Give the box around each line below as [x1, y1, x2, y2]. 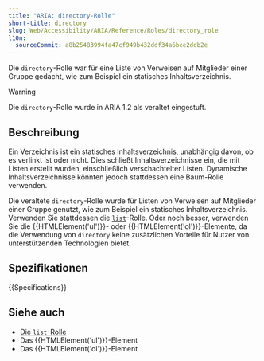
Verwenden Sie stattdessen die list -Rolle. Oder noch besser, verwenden [8, 213, 249, 222]
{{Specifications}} [8, 282, 68, 292]
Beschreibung [8, 125, 80, 139]
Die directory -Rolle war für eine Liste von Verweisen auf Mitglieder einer [8, 63, 248, 73]
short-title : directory [8, 19, 87, 27]
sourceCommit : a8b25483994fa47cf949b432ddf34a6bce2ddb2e [15, 41, 208, 49]
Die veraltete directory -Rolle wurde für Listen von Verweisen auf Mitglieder [8, 196, 257, 206]
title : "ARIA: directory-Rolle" [8, 11, 115, 20]
